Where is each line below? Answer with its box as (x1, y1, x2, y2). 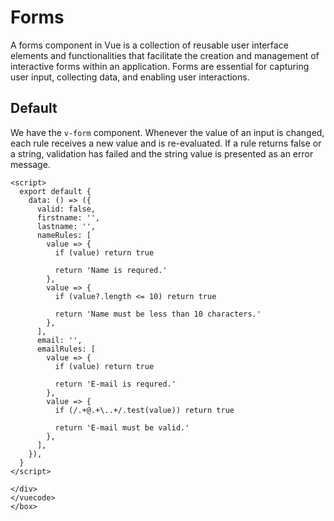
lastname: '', (36, 221, 97, 231)
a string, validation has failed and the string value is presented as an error (10, 147, 314, 160)
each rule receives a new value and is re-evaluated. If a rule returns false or (10, 137, 322, 149)
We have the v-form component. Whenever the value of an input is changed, (10, 126, 325, 138)
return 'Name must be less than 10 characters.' (54, 309, 262, 319)
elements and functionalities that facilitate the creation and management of (10, 49, 320, 61)
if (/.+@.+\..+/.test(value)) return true (54, 405, 235, 415)
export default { (19, 186, 92, 196)
